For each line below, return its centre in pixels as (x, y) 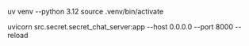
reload (18, 35)
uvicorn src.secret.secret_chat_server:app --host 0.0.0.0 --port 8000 (121, 27)
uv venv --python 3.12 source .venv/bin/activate (86, 11)
